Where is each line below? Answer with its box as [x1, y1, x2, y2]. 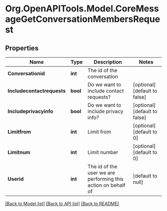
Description [93, 59, 122, 65]
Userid [7, 176, 24, 182]
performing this [87, 176, 124, 182]
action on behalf [87, 182, 126, 189]
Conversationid [7, 70, 45, 77]
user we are [87, 169, 115, 176]
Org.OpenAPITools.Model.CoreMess [5, 3, 159, 14]
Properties [5, 44, 39, 52]
